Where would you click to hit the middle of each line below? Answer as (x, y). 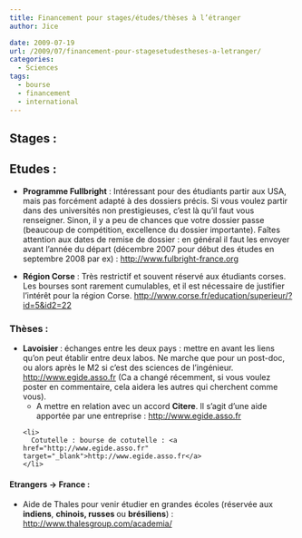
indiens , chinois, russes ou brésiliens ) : (98, 514)
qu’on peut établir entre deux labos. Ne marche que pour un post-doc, (154, 358)
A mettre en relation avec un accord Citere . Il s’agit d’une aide (151, 406)
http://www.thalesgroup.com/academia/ (97, 523)
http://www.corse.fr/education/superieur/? (213, 295)
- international (48, 102)
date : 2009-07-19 (42, 43)
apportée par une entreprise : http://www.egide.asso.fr (139, 416)
